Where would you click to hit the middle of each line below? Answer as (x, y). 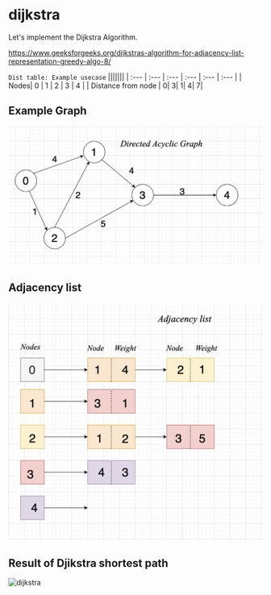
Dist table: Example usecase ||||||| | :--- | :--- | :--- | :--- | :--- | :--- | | (125, 77)
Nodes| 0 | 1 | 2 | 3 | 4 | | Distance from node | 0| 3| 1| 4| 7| (106, 85)
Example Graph (48, 111)
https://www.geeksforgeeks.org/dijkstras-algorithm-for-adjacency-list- (126, 52)
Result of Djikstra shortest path (88, 563)
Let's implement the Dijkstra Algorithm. (73, 37)
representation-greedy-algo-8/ (60, 61)
